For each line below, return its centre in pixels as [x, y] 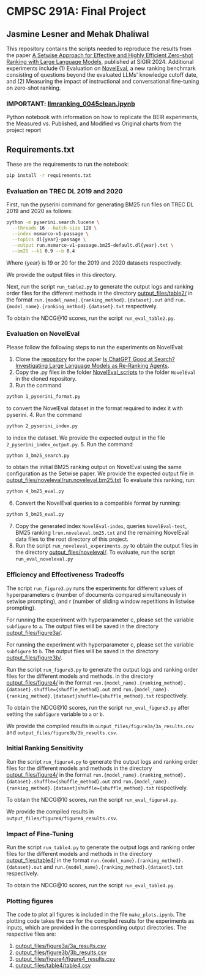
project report [24, 130]
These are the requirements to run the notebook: [68, 165]
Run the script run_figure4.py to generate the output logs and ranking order [102, 761]
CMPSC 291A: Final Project [76, 11]
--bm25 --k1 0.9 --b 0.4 [43, 251]
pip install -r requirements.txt [49, 176]
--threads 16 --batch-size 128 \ [54, 228]
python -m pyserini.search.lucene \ [53, 222]
